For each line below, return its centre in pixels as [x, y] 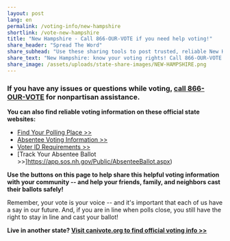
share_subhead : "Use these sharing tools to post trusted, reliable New [113, 52]
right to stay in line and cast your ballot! [63, 217]
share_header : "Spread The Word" [55, 45]
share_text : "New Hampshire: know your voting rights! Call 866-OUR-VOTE [115, 58]
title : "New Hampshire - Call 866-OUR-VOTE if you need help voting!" [110, 39]
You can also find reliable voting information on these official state [103, 112]
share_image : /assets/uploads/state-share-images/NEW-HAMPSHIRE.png [107, 64]
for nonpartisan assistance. [93, 97]
